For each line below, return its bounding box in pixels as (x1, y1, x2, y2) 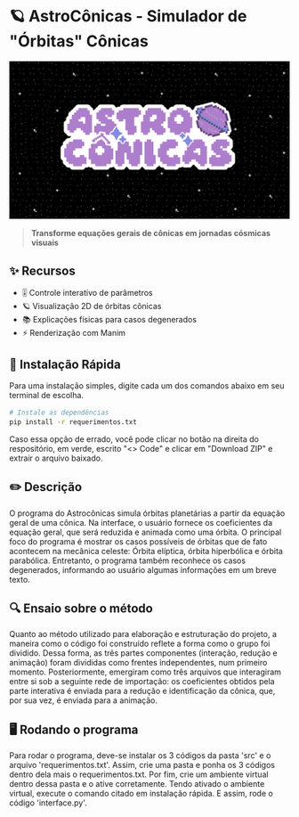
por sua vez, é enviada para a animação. (9, 695, 158, 706)
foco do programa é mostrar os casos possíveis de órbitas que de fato (9, 535, 268, 547)
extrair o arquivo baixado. (9, 453, 103, 463)
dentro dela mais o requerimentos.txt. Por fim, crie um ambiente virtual (9, 769, 269, 780)
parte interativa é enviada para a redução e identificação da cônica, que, (9, 686, 276, 697)
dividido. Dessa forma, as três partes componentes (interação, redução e (9, 648, 278, 658)
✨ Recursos (9, 263, 76, 278)
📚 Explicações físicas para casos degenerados (21, 315, 198, 325)
